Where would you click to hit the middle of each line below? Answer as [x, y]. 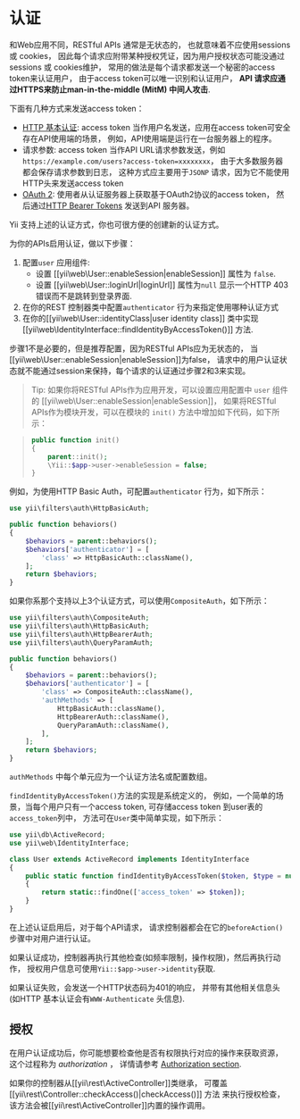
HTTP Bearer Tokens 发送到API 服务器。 [120, 205]
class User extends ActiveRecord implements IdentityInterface [129, 859]
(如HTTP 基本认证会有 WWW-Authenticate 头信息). [97, 998]
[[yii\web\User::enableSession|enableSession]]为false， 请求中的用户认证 [144, 359]
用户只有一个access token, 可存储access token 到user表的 [155, 807]
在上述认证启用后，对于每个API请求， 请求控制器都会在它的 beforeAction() [146, 927]
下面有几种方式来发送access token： [77, 108]
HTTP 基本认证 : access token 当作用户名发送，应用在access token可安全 [156, 127]
